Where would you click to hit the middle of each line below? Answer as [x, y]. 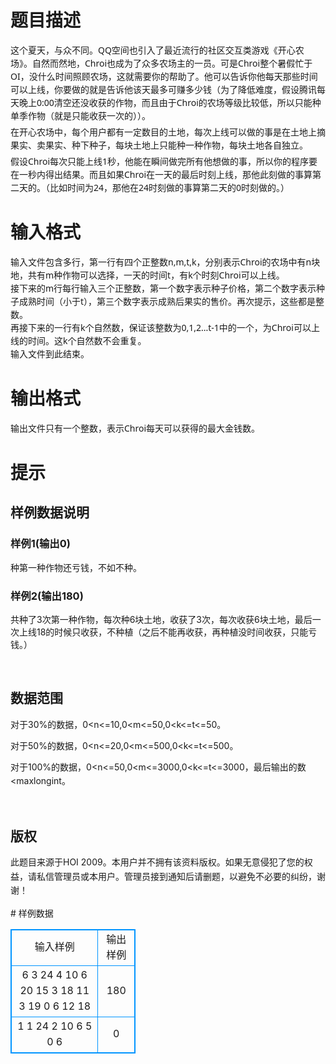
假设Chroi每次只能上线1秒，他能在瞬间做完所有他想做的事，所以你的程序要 [164, 161]
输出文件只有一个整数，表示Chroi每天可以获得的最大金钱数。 [135, 428]
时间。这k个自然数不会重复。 [87, 340]
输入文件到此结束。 [50, 353]
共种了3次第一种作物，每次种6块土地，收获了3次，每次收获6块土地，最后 [161, 619]
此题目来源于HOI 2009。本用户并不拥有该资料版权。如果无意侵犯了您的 [157, 862]
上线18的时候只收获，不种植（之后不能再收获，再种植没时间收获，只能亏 [168, 632]
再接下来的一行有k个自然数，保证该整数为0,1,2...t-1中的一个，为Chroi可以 [161, 327]
